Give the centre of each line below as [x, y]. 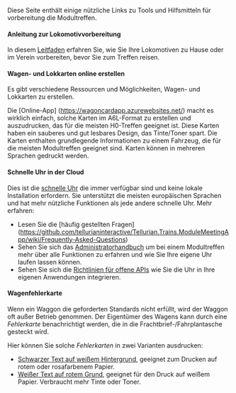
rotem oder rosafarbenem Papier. [66, 366]
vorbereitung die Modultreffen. [52, 18]
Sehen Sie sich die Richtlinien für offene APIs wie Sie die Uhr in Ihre [116, 270]
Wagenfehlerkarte [35, 293]
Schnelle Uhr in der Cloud [46, 172]
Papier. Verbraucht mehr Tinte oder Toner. [79, 382]
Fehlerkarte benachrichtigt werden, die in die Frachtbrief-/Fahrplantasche [115, 324]
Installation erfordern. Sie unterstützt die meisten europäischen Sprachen [114, 195]
